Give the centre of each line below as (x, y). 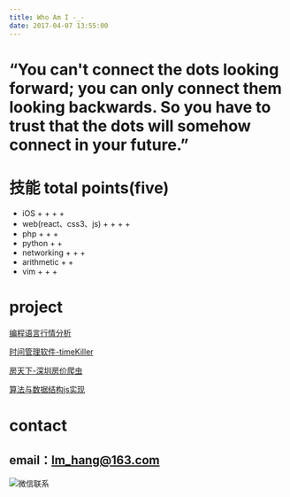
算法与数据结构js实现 (47, 389)
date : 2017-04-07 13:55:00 (59, 26)
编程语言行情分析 (40, 332)
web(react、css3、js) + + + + (76, 223)
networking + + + (53, 252)
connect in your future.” (99, 145)
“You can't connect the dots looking (144, 70)
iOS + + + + (43, 213)
